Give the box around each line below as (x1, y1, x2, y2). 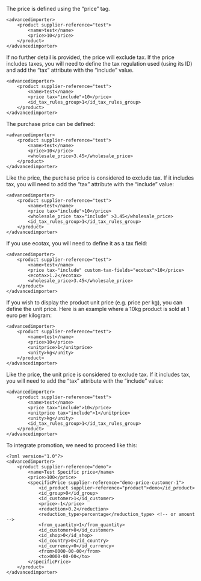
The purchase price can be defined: (6, 121, 95, 127)
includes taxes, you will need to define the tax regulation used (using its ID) (6, 60, 193, 67)
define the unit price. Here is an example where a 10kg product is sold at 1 (6, 306, 190, 312)
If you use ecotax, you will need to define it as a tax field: (6, 240, 147, 247)
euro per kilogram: (6, 312, 52, 319)
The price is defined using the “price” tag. (6, 5, 110, 12)
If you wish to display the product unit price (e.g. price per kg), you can (6, 299, 182, 306)
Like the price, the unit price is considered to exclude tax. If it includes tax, (6, 371, 191, 378)
